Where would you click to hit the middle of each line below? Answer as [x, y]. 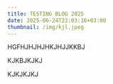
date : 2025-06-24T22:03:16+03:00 [57, 20]
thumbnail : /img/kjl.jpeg [45, 27]
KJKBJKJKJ [25, 61]
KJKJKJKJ [23, 74]
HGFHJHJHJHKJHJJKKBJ [46, 47]
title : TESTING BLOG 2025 [45, 14]
